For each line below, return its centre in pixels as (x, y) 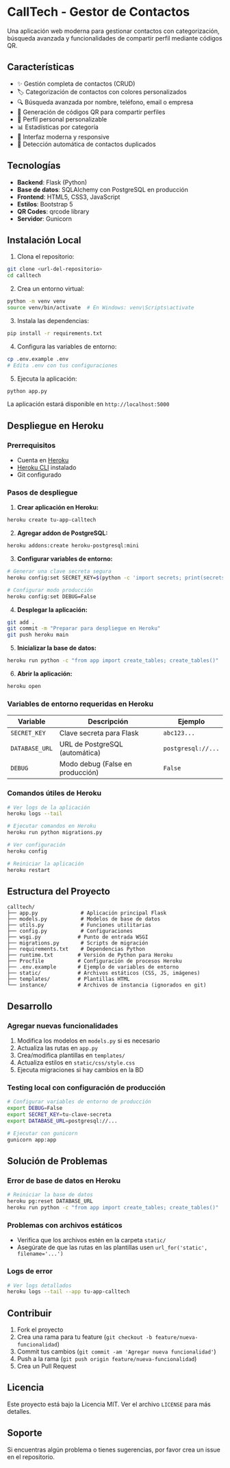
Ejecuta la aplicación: (47, 379)
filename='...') (40, 1254)
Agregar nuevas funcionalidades (63, 1026)
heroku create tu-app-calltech (52, 520)
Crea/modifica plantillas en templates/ (71, 1055)
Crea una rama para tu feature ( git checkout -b (85, 1337)
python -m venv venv (37, 301)
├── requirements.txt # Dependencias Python (76, 949)
